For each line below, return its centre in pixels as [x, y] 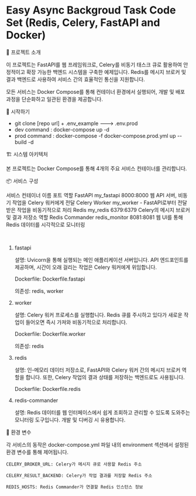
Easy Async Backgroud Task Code [91, 10]
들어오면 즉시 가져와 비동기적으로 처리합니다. [76, 322]
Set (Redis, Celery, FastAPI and [83, 23]
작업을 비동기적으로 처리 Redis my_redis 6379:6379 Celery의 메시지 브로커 [103, 210]
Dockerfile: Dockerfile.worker [50, 334]
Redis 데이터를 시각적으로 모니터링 [46, 224]
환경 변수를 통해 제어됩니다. [37, 452]
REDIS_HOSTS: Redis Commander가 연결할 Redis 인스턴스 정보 [75, 487]
